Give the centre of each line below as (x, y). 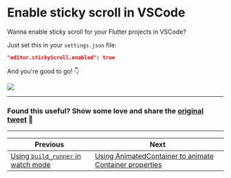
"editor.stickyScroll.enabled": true (61, 57)
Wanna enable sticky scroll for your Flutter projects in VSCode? (97, 32)
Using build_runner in (46, 156)
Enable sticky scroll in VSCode (96, 13)
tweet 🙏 (20, 120)
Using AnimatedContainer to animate (155, 156)
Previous (49, 144)
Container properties (129, 165)
